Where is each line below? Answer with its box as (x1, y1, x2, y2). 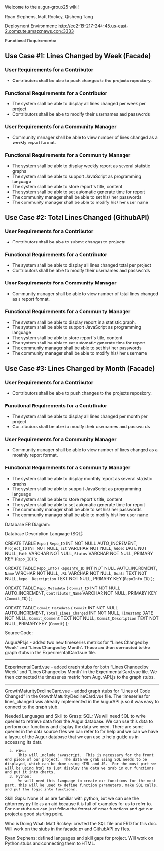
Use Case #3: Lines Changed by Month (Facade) (5, 365, 155, 373)
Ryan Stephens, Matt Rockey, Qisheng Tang (5, 14, 93, 19)
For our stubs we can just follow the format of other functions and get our (5, 806, 153, 811)
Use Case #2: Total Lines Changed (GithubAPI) (5, 213, 150, 222)
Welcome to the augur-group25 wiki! (5, 4, 79, 10)
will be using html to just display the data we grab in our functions (5, 766, 154, 770)
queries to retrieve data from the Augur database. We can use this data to (5, 718, 153, 724)
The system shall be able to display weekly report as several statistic (12, 163, 150, 169)
